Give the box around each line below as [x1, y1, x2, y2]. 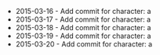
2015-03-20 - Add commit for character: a [15, 40, 153, 49]
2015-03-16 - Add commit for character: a [15, 7, 151, 15]
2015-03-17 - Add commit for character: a [15, 15, 151, 24]
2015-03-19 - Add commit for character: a [15, 31, 151, 40]
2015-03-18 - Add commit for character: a [15, 23, 151, 32]
